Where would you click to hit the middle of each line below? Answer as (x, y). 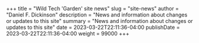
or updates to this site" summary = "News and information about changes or (99, 21)
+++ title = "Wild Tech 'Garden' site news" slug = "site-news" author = (93, 9)
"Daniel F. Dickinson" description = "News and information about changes (97, 15)
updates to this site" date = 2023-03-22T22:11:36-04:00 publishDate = (93, 27)
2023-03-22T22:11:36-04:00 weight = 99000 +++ (68, 34)
